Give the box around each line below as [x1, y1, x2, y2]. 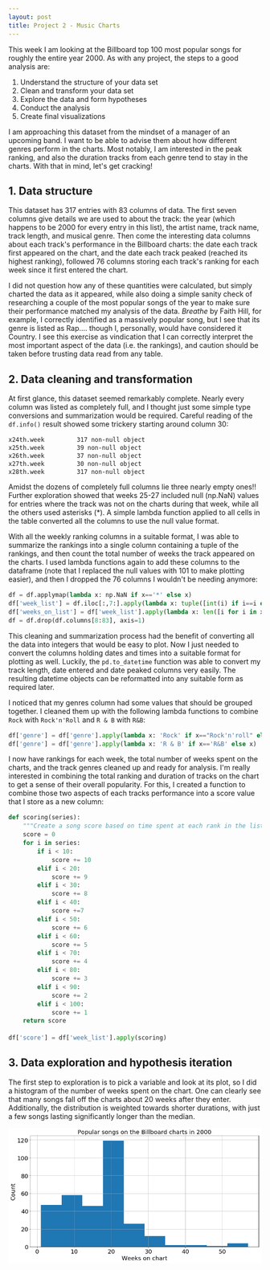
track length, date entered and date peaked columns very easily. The [8, 665, 236, 675]
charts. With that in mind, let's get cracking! [8, 161, 153, 170]
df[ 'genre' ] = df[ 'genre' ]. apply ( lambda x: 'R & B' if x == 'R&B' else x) [8, 740, 257, 748]
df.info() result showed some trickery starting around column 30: [8, 419, 229, 429]
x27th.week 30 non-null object [8, 460, 142, 468]
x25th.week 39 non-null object [8, 444, 142, 452]
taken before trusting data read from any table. [8, 349, 163, 359]
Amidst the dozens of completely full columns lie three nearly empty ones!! [8, 482, 257, 492]
